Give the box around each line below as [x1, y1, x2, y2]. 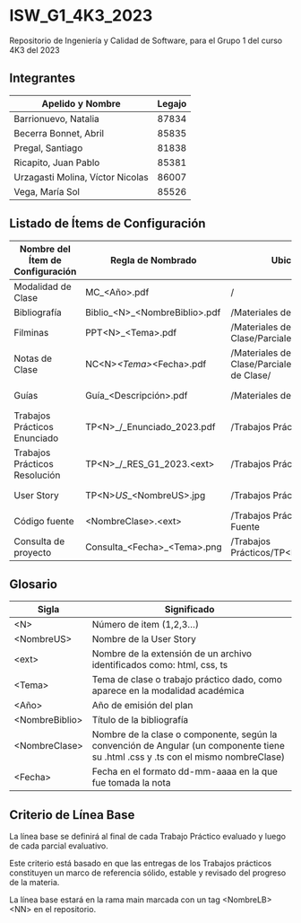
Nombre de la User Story [91, 633, 197, 646]
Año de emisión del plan [91, 699, 193, 712]
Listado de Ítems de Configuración [9, 216, 206, 232]
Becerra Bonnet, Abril [13, 127, 105, 139]
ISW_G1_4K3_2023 [9, 5, 153, 26]
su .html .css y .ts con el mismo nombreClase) [91, 751, 285, 763]
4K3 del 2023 [9, 44, 60, 55]
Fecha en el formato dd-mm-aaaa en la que [91, 765, 278, 778]
